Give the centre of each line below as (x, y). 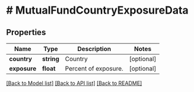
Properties (26, 32)
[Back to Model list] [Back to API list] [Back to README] (74, 83)
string (50, 59)
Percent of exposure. (94, 69)
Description (94, 49)
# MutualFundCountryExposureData (97, 10)
